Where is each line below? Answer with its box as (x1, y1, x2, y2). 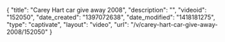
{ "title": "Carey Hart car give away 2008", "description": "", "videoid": (6, 6, 207, 14)
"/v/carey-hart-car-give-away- (130, 21, 218, 28)
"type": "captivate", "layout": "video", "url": (6, 21, 129, 28)
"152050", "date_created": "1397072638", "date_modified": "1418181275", (6, 13, 216, 21)
